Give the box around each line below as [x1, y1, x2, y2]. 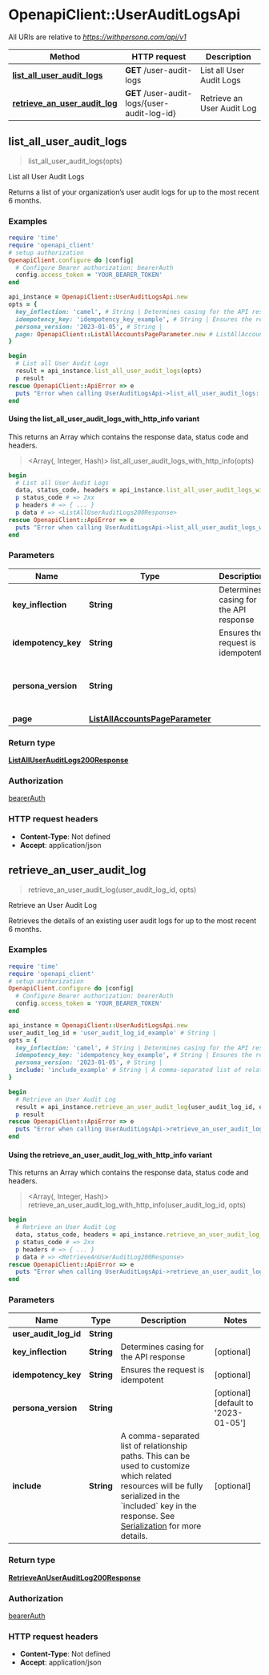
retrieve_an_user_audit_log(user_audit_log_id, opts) [27, 885, 197, 894]
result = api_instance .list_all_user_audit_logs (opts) [15, 367, 203, 376]
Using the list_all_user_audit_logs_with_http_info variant [8, 414, 200, 424]
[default [214, 1397, 244, 1408]
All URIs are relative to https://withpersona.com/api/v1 [8, 32, 187, 42]
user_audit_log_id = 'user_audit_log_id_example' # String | [8, 1029, 217, 1037]
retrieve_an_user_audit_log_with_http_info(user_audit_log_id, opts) [27, 1200, 247, 1210]
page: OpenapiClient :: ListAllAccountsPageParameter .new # [15, 330, 214, 338]
